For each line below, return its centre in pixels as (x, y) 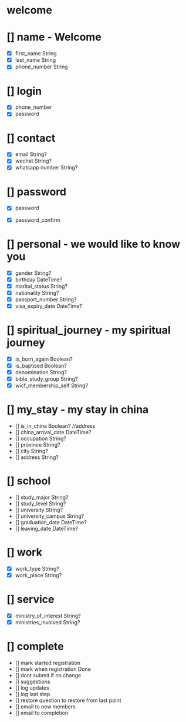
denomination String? (41, 372)
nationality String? (37, 292)
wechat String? (33, 161)
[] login (24, 91)
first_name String (36, 54)
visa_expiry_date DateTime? (49, 306)
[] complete (35, 646)
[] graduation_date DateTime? (51, 522)
